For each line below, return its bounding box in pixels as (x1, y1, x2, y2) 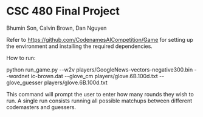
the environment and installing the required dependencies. (6, 42, 153, 50)
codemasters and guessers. (6, 103, 77, 110)
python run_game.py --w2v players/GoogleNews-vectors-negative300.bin (6, 65, 193, 73)
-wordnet (6, 72, 30, 79)
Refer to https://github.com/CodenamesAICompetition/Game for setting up (6, 36, 193, 43)
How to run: (6, 54, 36, 61)
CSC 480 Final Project (6, 4, 120, 18)
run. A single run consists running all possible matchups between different (6, 97, 193, 104)
